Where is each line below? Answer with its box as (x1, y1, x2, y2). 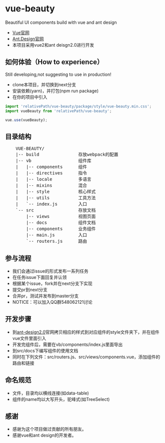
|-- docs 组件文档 (26, 220, 96, 225)
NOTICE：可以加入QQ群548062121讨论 (12, 299, 93, 305)
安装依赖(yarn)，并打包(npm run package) (12, 88, 99, 94)
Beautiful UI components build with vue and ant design (5, 19, 117, 25)
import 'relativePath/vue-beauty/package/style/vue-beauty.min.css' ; (5, 104, 152, 109)
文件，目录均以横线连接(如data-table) (12, 390, 89, 396)
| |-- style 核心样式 (15, 189, 96, 195)
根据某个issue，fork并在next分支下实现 (12, 280, 93, 286)
